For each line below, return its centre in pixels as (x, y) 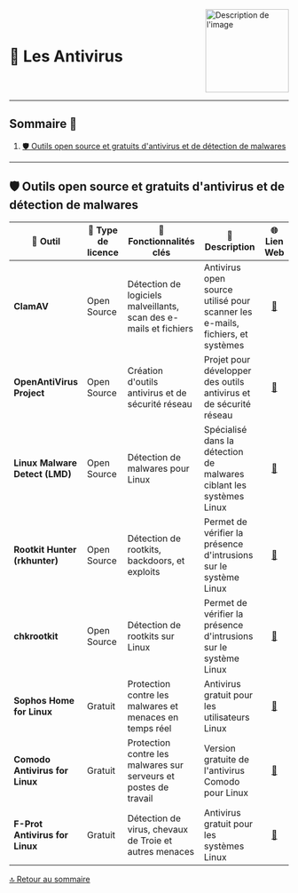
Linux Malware (45, 463)
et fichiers (172, 328)
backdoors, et (156, 561)
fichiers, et (226, 334)
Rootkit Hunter (45, 549)
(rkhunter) (36, 561)
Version (220, 748)
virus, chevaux (158, 829)
